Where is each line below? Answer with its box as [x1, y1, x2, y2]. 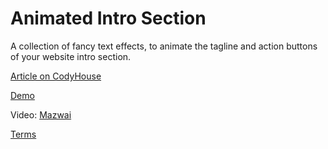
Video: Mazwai [10, 108, 72, 121]
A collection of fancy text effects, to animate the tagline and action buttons [10, 40, 318, 52]
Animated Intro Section [10, 7, 207, 30]
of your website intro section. [10, 50, 132, 62]
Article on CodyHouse [10, 70, 102, 82]
